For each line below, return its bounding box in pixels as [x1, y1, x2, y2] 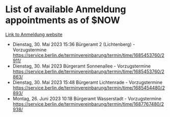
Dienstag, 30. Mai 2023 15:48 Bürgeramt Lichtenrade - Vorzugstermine [12, 79, 162, 85]
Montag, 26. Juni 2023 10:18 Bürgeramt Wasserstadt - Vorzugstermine [12, 96, 162, 102]
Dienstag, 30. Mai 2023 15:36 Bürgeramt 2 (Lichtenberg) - [12, 41, 135, 47]
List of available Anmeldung [5, 4, 126, 15]
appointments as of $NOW [5, 14, 120, 26]
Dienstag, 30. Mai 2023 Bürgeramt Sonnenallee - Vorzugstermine [12, 63, 151, 69]
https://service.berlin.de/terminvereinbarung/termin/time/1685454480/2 [12, 84, 165, 90]
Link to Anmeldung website [5, 31, 63, 37]
